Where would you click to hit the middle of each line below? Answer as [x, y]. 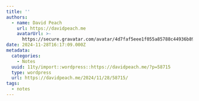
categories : [26, 56]
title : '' [18, 12]
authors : [17, 17]
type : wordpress [31, 72]
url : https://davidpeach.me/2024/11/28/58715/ [70, 78]
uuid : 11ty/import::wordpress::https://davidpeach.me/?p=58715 [91, 67]
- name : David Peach [37, 23]
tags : [13, 84]
